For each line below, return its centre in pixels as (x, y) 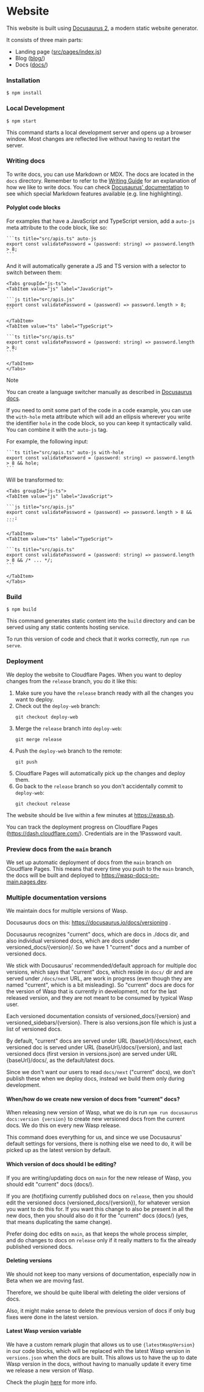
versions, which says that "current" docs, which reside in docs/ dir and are (100, 972)
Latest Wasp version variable (44, 1331)
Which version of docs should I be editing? (62, 1164)
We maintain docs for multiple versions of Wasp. (67, 911)
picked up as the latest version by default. (59, 1150)
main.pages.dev (26, 882)
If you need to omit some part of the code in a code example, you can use (99, 410)
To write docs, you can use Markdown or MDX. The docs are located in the (100, 174)
